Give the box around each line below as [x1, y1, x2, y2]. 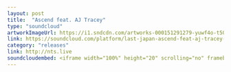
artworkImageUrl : [7, 29, 57, 36]
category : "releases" [7, 42, 69, 49]
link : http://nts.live [7, 49, 72, 56]
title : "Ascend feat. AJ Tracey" [7, 16, 107, 23]
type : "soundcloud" [7, 23, 63, 29]
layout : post [7, 10, 45, 17]
